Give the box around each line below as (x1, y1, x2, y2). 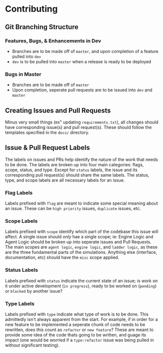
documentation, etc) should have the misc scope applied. (5, 254, 119, 261)
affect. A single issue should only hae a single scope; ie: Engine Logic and (5, 234, 153, 240)
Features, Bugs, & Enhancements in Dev (5, 37, 101, 44)
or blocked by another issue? (5, 288, 63, 294)
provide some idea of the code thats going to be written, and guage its (5, 332, 146, 337)
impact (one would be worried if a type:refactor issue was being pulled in (5, 337, 154, 343)
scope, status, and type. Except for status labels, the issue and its (5, 167, 138, 173)
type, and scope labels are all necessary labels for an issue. (5, 177, 125, 183)
